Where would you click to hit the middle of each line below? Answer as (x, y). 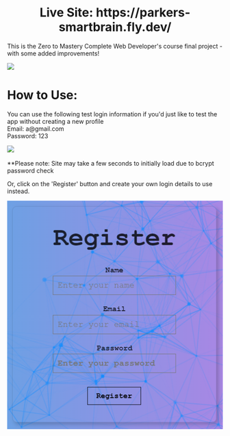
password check (30, 170)
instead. (18, 191)
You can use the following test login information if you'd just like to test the (112, 114)
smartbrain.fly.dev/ (115, 27)
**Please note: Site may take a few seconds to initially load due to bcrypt (111, 163)
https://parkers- (143, 13)
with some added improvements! (53, 53)
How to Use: (42, 95)
